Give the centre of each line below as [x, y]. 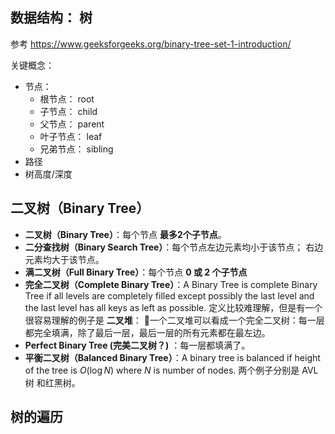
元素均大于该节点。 [64, 259]
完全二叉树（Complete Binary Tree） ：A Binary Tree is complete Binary [171, 284]
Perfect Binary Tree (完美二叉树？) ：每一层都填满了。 [137, 345]
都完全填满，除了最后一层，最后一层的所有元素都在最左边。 [147, 332]
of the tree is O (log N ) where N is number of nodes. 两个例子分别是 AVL [171, 370]
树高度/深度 [48, 174]
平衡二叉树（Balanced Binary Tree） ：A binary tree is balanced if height [172, 357]
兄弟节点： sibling [76, 149]
